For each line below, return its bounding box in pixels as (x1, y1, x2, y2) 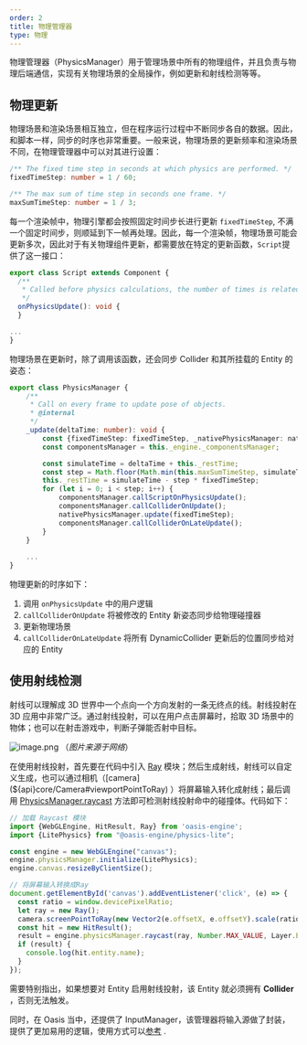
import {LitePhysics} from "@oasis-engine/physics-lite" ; (9, 830, 235, 839)
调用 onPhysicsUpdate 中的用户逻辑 (22, 598, 153, 609)
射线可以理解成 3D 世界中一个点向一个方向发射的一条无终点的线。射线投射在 (9, 698, 297, 709)
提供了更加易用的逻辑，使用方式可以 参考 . (9, 1025, 166, 1036)
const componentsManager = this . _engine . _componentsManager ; (42, 443, 281, 452)
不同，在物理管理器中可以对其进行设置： (9, 146, 162, 157)
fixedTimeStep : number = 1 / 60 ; (9, 173, 137, 183)
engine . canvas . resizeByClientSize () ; (9, 864, 153, 873)
